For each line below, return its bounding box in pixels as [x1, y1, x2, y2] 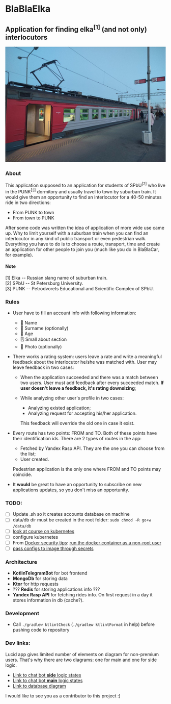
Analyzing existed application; [27, 405, 91, 411]
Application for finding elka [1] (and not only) [5, 23, 148, 34]
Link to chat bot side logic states [12, 672, 81, 678]
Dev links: [5, 640, 31, 647]
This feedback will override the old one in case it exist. [20, 420, 135, 426]
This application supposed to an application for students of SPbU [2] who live [5, 182, 165, 188]
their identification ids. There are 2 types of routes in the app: [12, 436, 141, 442]
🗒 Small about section [20, 336, 67, 342]
